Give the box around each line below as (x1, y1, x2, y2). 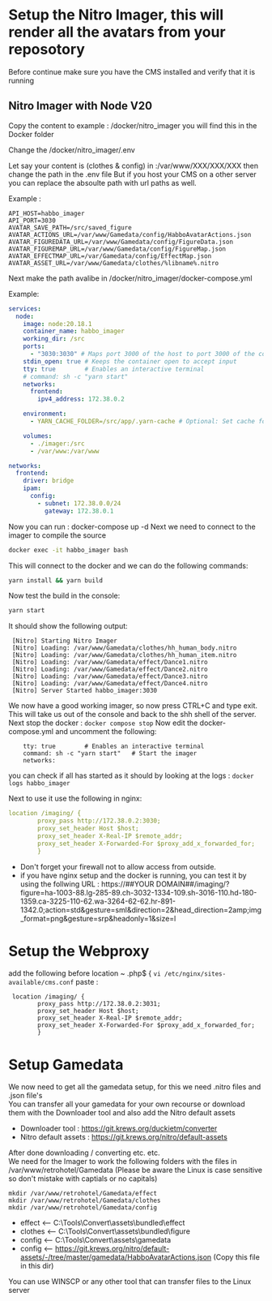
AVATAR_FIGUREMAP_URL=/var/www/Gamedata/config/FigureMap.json (8, 245, 227, 253)
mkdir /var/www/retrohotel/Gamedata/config (8, 1204, 158, 1212)
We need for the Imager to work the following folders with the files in (8, 1157, 237, 1166)
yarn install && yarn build (8, 576, 104, 585)
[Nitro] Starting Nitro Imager (11, 637, 117, 646)
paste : (75, 977, 99, 987)
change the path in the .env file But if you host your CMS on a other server (8, 169, 257, 179)
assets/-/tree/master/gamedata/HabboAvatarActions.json (19, 1252, 212, 1262)
